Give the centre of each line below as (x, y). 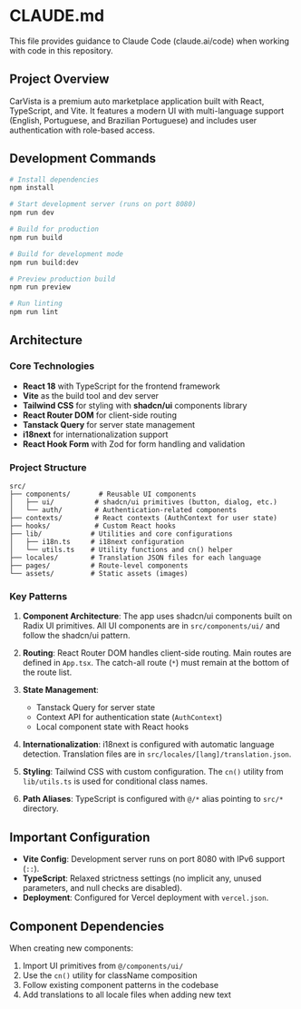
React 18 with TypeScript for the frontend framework (121, 386)
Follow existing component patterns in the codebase (121, 984)
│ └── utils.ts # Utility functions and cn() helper (121, 550)
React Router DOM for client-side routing (99, 415)
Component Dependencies (87, 926)
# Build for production (54, 229)
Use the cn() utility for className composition (110, 975)
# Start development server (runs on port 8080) (103, 204)
